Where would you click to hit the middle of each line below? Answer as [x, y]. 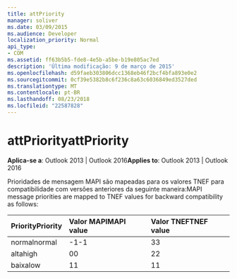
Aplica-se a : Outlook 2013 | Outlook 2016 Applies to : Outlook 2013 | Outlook [118, 160]
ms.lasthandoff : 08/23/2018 [49, 100]
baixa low [26, 265]
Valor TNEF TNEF [179, 221]
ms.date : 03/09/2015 [38, 27]
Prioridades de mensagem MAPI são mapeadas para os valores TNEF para [116, 182]
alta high [24, 254]
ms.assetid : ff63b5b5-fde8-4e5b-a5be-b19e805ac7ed [83, 60]
